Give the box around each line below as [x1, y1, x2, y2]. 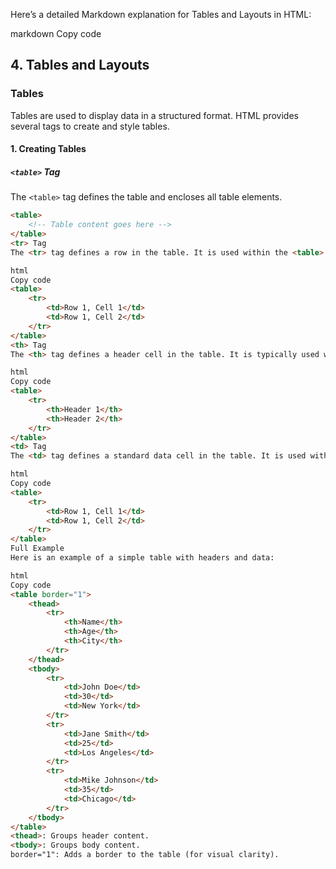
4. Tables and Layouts [10, 57, 150, 74]
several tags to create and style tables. [10, 120, 170, 132]
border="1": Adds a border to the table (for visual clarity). [10, 850, 280, 860]
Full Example [10, 544, 65, 554]
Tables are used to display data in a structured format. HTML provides [10, 109, 299, 121]
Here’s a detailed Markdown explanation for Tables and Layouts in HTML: [10, 9, 312, 20]
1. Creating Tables [10, 143, 87, 155]
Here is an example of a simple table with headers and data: [10, 553, 275, 563]
